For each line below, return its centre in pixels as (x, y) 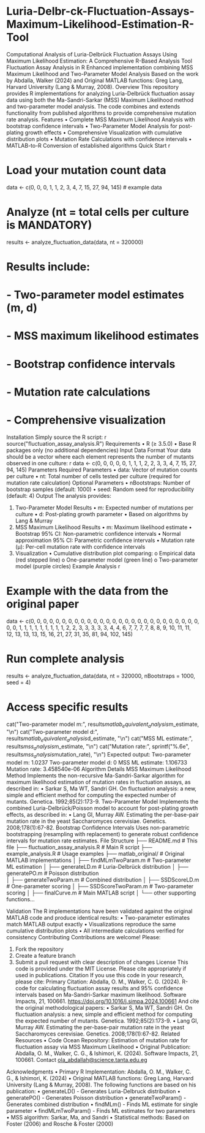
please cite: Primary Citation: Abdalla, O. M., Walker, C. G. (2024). (98, 982)
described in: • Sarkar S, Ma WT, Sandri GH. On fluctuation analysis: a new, (102, 788)
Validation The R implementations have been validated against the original (99, 911)
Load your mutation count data (86, 170)
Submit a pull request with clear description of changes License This (102, 962)
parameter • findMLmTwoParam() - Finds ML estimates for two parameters (101, 1110)
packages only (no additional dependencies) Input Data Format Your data (99, 450)
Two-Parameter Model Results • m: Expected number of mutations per (104, 508)
